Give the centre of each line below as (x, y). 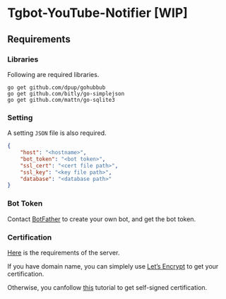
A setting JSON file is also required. (57, 133)
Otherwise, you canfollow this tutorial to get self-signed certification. (107, 287)
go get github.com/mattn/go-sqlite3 (61, 100)
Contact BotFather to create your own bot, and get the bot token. (102, 219)
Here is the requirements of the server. (64, 252)
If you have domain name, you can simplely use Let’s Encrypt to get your (113, 266)
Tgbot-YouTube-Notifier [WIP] (98, 13)
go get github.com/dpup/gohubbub (56, 87)
